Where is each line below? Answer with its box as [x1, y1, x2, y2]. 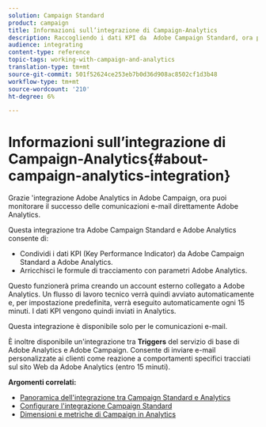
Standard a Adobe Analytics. [19, 258, 113, 267]
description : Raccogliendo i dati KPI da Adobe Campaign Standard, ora [8, 33, 253, 42]
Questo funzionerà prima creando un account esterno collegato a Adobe [8, 282, 245, 291]
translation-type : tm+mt [8, 63, 90, 71]
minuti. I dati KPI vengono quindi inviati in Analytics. [8, 306, 177, 316]
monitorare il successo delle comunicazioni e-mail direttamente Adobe [8, 202, 239, 211]
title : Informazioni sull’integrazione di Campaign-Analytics [8, 26, 218, 34]
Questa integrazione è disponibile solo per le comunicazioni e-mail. [8, 322, 228, 331]
